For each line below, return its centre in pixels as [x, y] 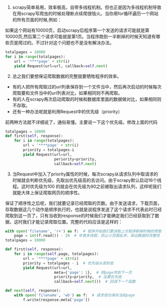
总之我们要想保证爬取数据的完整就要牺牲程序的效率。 [67, 76]
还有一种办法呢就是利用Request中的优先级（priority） [67, 111]
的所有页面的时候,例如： [37, 20]
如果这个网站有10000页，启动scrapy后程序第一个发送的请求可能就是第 [77, 30]
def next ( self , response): [33, 291]
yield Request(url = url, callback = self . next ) [61, 66]
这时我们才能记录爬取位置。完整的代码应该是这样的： [68, 222]
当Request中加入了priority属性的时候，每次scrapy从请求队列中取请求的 [85, 174]
